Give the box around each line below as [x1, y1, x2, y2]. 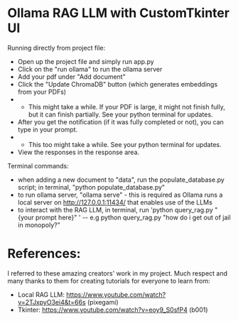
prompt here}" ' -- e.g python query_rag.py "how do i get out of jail [35, 213, 231, 222]
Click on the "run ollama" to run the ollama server [17, 65, 163, 73]
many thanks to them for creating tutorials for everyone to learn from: [7, 276, 211, 285]
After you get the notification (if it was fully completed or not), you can [17, 117, 224, 126]
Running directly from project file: [7, 43, 106, 52]
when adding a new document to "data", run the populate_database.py [17, 175, 225, 184]
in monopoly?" [17, 220, 60, 229]
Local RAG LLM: [17, 290, 65, 299]
